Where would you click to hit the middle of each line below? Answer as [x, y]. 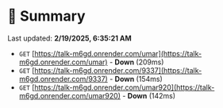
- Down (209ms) [136, 62]
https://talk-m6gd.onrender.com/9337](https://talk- [118, 70]
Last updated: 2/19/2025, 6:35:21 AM [69, 38]
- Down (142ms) [149, 95]
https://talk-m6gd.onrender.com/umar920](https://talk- [125, 87]
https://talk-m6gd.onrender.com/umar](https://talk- [118, 53]
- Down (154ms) [136, 79]
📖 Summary [46, 16]
